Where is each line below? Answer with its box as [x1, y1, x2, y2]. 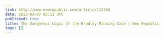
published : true [5, 16, 39, 21]
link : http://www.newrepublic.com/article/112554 [5, 7, 111, 12]
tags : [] [5, 26, 23, 31]
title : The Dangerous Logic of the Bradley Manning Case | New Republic [5, 21, 160, 26]
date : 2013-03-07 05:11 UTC [5, 12, 64, 17]
